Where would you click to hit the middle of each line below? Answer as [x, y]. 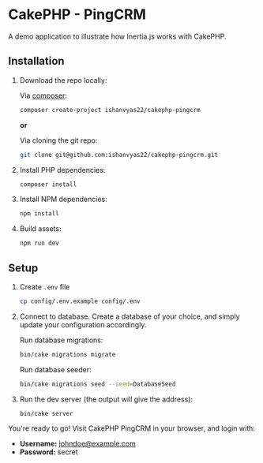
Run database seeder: [56, 369]
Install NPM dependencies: [64, 200]
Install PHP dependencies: [62, 170]
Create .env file [45, 286]
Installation [36, 61]
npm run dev [39, 243]
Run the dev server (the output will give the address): [106, 399]
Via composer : [43, 95]
